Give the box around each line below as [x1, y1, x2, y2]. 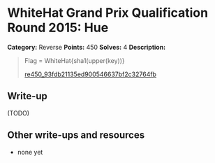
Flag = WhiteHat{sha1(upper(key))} [24, 56, 125, 64]
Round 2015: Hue [7, 20, 109, 36]
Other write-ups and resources [7, 129, 145, 141]
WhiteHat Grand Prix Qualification [7, 5, 208, 21]
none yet [17, 148, 43, 156]
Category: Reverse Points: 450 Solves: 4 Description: [7, 43, 166, 51]
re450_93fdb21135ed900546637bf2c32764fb [24, 70, 157, 78]
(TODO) [7, 108, 30, 117]
